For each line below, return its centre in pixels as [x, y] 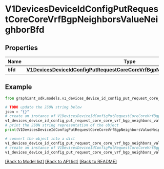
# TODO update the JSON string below [43, 107]
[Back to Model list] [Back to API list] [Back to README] [61, 162]
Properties [21, 48]
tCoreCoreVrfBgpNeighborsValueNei [82, 19]
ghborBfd [25, 30]
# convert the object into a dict [40, 138]
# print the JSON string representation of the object [62, 126]
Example [19, 87]
